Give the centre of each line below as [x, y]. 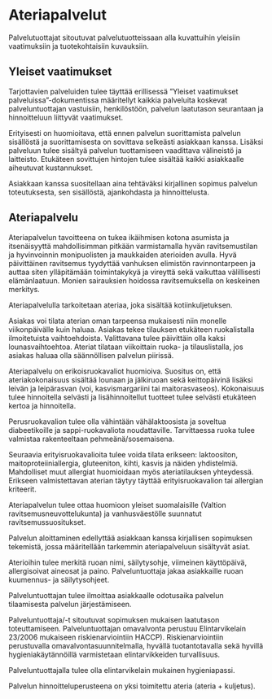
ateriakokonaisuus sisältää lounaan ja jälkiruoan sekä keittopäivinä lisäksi [131, 379]
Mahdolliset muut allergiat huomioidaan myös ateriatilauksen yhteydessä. [131, 472]
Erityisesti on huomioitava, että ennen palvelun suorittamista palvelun [125, 133]
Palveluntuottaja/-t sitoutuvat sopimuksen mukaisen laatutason [114, 619]
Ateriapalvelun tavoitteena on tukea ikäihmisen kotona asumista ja [119, 237]
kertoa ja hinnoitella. [42, 405]
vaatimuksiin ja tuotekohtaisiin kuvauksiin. [79, 46]
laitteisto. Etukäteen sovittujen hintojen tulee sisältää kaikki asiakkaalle [126, 159]
